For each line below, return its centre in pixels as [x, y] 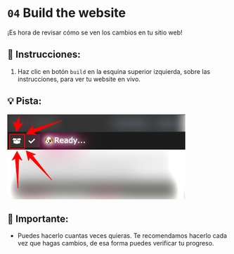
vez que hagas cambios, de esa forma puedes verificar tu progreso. [116, 243]
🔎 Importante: [38, 218]
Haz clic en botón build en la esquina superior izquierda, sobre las [114, 71]
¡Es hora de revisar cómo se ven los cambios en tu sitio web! [95, 32]
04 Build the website [67, 13]
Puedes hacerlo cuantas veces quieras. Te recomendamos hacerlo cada [122, 236]
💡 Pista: [25, 101]
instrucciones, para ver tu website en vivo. [79, 79]
